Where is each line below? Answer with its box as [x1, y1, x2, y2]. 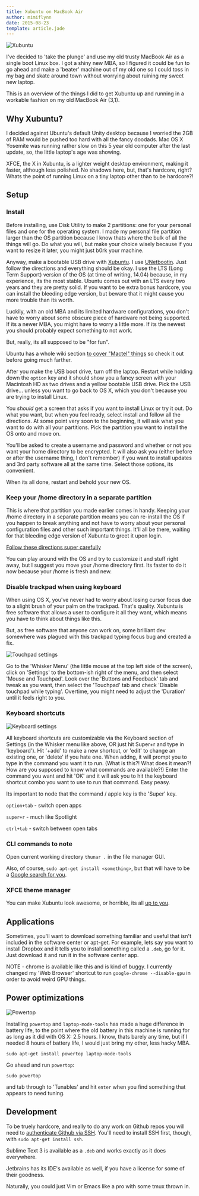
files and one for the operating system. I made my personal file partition [6, 228, 182, 235]
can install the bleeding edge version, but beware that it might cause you [6, 290, 184, 297]
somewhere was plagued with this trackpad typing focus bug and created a [6, 633, 191, 641]
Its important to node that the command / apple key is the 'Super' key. [6, 790, 177, 797]
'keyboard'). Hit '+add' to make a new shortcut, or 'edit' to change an [6, 747, 176, 754]
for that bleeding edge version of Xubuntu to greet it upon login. [6, 532, 163, 539]
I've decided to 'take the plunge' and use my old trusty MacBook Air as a [6, 53, 184, 60]
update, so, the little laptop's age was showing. [6, 148, 122, 156]
